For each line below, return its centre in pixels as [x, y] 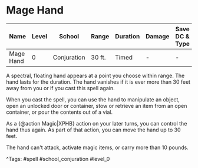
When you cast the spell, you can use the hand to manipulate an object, [93, 99]
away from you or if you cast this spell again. [60, 88]
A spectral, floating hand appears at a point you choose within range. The [95, 75]
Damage [157, 36]
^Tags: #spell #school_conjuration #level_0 [58, 159]
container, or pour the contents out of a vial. [60, 112]
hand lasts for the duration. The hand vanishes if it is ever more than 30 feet [98, 82]
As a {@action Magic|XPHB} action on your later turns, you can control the [97, 123]
